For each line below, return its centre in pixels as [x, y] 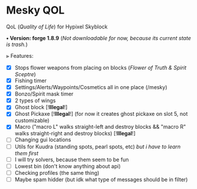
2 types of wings [35, 100]
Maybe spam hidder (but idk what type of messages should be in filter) [101, 179]
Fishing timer [30, 81]
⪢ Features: [20, 56]
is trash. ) [17, 44]
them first [26, 153]
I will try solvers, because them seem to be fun [72, 159]
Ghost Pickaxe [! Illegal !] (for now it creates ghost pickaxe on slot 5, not [101, 114]
